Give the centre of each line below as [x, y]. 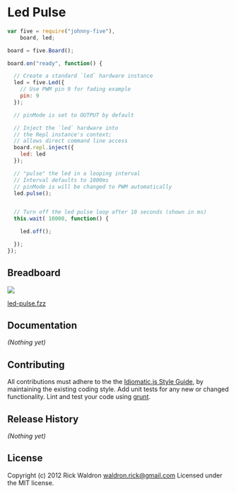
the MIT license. [31, 482]
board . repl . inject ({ [44, 148]
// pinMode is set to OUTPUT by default [74, 115]
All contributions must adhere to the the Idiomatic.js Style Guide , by [105, 382]
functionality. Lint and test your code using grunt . [79, 397]
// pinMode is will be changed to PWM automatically [93, 187]
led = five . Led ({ [39, 83]
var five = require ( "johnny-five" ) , [61, 31]
